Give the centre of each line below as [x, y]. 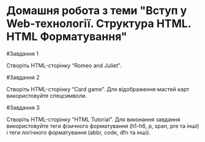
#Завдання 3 [23, 107]
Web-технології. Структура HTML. [99, 24]
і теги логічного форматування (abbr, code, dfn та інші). [79, 132]
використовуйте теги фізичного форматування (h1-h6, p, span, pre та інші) [103, 125]
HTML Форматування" [67, 37]
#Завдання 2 [23, 77]
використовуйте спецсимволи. [47, 95]
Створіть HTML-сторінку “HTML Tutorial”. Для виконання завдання [93, 119]
